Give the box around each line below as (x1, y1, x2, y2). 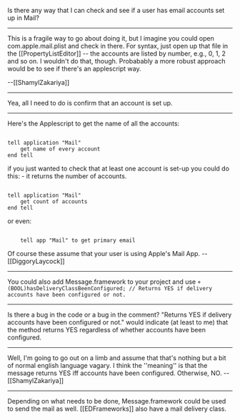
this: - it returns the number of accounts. (7, 172, 127, 180)
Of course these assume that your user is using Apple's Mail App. (7, 250, 201, 257)
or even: (7, 217, 32, 225)
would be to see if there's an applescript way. (7, 64, 141, 73)
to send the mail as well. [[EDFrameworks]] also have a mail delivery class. (7, 404, 227, 413)
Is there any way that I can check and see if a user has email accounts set (7, 6, 225, 14)
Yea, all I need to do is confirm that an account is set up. (7, 99, 173, 107)
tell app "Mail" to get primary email (20, 237, 136, 244)
